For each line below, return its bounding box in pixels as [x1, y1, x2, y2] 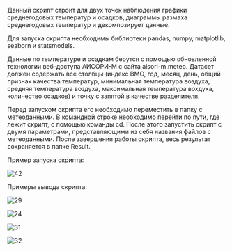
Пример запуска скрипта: [7, 156, 84, 164]
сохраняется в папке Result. [7, 143, 91, 150]
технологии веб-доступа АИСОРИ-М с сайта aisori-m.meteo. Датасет [7, 63, 215, 70]
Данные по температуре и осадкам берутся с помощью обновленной [7, 55, 217, 63]
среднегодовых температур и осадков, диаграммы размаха [7, 13, 188, 22]
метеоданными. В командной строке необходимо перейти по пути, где [7, 113, 220, 121]
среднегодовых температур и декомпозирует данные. [7, 21, 170, 29]
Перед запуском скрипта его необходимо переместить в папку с [7, 106, 203, 113]
